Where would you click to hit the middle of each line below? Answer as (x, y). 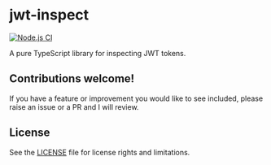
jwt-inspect (49, 15)
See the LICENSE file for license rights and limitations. (100, 152)
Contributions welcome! (72, 79)
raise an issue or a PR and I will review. (74, 106)
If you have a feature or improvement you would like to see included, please (136, 98)
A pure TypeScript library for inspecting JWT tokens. (98, 53)
